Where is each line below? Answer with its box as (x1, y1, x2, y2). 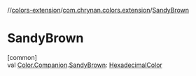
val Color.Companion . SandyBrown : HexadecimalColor (7, 61, 162, 69)
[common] (7, 53, 37, 61)
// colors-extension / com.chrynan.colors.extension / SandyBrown (7, 6, 190, 14)
